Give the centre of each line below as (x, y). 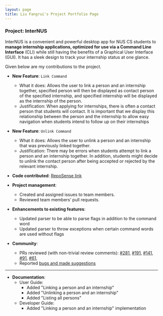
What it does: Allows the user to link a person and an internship (82, 85)
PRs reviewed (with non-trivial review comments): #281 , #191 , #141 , (86, 253)
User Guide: (31, 282)
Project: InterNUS (26, 31)
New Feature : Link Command (39, 76)
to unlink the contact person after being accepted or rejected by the (87, 161)
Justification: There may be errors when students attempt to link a (85, 151)
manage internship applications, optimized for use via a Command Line (78, 47)
